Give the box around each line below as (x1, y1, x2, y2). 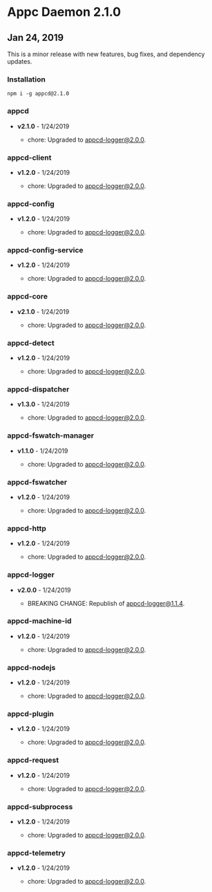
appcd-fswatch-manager (7, 431, 95, 440)
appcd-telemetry (7, 848, 66, 857)
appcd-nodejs (7, 662, 56, 672)
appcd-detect (7, 338, 55, 348)
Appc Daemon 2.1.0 (7, 4, 122, 20)
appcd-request (7, 755, 59, 765)
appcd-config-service (7, 245, 84, 255)
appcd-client (7, 153, 52, 162)
